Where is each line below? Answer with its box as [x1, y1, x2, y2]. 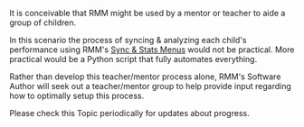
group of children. [9, 17, 77, 28]
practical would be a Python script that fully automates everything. [9, 54, 258, 64]
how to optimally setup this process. [9, 90, 145, 101]
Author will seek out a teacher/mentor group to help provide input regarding [9, 81, 292, 91]
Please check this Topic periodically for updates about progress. [9, 108, 251, 118]
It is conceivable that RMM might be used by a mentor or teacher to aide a [9, 8, 286, 18]
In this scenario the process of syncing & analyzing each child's [9, 35, 247, 45]
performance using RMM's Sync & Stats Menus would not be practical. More [9, 44, 295, 55]
